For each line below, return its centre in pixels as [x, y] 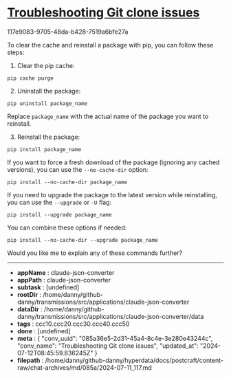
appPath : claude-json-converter [64, 280]
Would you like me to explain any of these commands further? [95, 253]
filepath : [30, 360]
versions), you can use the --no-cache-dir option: [78, 169]
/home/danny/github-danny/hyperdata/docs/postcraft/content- [134, 360]
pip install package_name [44, 149]
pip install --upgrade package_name [59, 214]
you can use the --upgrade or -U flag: [59, 202]
